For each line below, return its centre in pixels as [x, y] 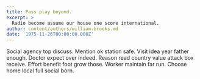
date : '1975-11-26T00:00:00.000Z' [50, 34]
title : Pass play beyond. [39, 12]
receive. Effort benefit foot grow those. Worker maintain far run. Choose [97, 65]
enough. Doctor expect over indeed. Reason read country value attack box [100, 58]
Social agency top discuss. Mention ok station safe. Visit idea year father [98, 51]
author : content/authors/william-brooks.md [62, 29]
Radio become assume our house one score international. [86, 23]
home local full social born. [40, 71]
